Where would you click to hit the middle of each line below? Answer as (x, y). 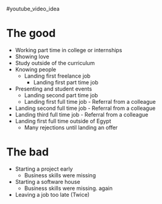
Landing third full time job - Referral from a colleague (82, 114)
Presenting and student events (54, 89)
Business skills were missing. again (68, 188)
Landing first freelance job (57, 76)
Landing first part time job (66, 82)
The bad (28, 152)
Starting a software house (48, 182)
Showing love (32, 56)
